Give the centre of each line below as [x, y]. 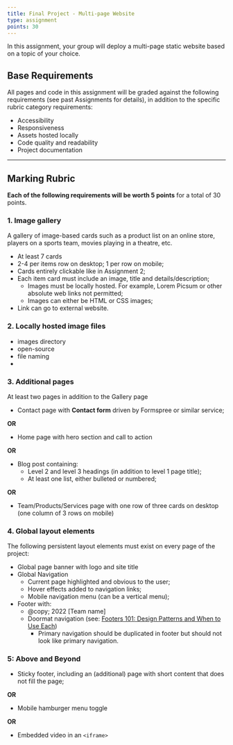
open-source [36, 349]
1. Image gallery [34, 220]
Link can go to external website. [63, 308]
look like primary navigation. [78, 641]
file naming [33, 356]
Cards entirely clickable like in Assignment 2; [81, 271]
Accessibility [35, 121]
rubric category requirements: [50, 107]
